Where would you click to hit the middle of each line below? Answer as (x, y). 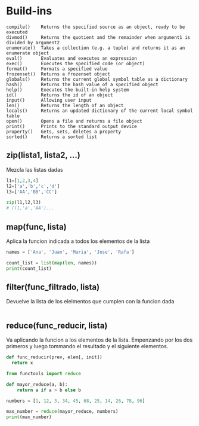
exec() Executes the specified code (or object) (76, 63)
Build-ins (29, 11)
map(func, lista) (36, 226)
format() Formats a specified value (57, 69)
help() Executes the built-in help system (68, 90)
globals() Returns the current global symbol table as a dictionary (97, 79)
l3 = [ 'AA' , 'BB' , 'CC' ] (32, 192)
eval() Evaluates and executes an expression (71, 58)
